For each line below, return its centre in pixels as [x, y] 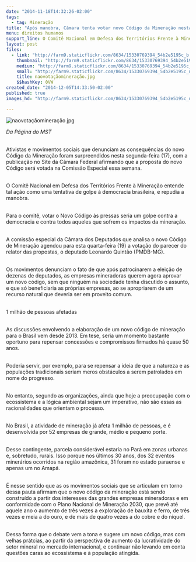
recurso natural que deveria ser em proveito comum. [69, 294]
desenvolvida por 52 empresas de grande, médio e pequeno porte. [87, 431]
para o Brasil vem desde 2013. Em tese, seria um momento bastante [88, 335]
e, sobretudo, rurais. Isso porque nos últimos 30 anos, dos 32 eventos [90, 455]
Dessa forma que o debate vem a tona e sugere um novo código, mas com [96, 534]
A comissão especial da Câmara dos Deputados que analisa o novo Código [96, 239]
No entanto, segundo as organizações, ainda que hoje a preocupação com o [98, 395]
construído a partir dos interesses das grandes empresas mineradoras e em [97, 498]
